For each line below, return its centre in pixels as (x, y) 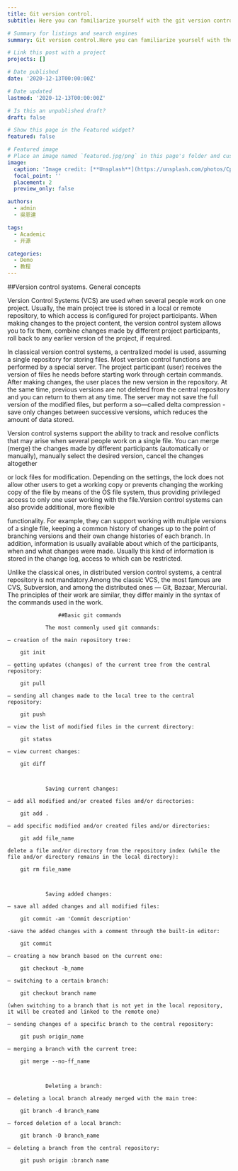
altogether (22, 463)
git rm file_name (46, 869)
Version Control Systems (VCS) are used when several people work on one (117, 301)
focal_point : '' (38, 176)
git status (36, 739)
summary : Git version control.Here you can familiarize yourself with (114, 40)
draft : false (27, 118)
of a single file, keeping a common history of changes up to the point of (112, 529)
